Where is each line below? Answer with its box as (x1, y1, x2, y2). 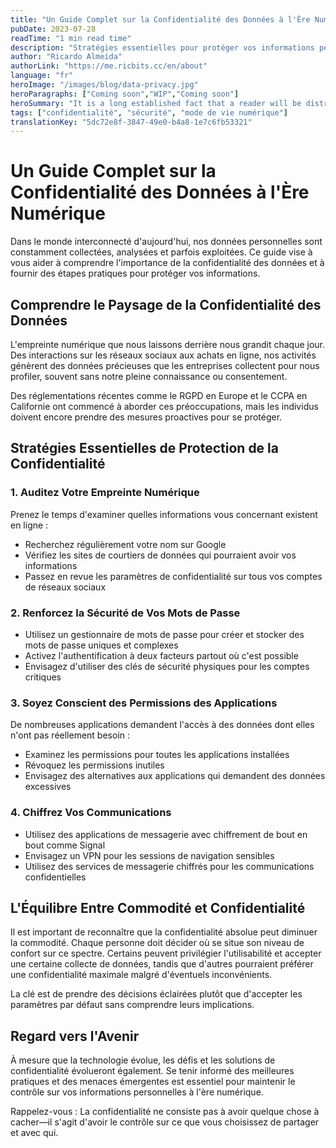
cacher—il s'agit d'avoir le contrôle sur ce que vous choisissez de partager (10, 1116, 320, 1128)
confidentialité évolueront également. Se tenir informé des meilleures (10, 1065, 295, 1077)
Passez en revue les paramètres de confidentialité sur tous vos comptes (24, 570, 323, 582)
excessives (24, 781, 72, 793)
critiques (24, 671, 62, 683)
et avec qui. (10, 1127, 59, 1139)
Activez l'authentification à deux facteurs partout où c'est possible (24, 649, 299, 661)
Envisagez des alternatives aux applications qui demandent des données (24, 770, 326, 782)
